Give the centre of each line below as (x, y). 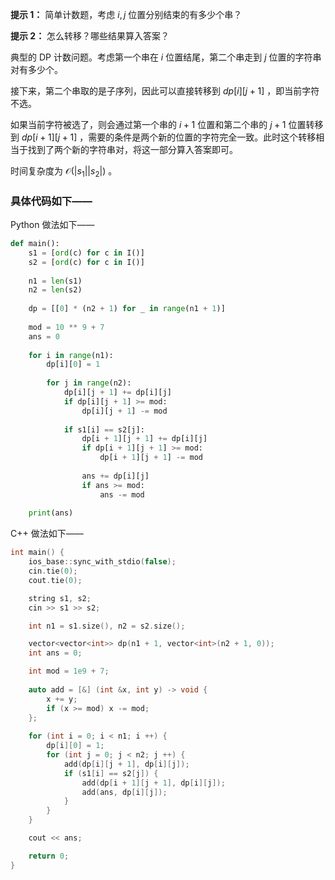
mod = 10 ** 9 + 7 (66, 327)
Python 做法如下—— (52, 225)
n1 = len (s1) (55, 281)
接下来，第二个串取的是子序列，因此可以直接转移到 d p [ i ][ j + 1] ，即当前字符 (165, 91)
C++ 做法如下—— (47, 534)
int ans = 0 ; (55, 653)
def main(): (35, 244)
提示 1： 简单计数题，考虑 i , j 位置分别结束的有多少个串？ (126, 14)
